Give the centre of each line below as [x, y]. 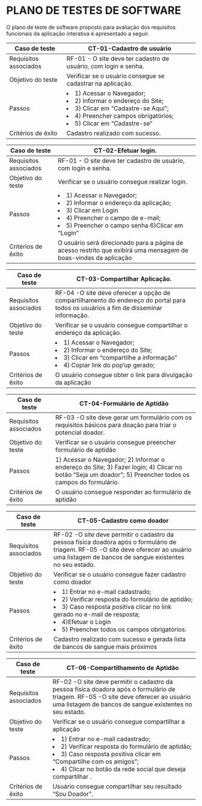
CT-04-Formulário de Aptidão [124, 403]
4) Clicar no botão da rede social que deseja [124, 769]
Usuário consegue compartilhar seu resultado [117, 786]
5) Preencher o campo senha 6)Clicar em [124, 225]
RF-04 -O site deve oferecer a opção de [113, 293]
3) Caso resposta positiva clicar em [111, 754]
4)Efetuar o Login [86, 622]
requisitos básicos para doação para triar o [116, 425]
